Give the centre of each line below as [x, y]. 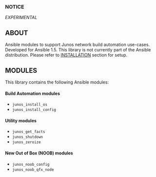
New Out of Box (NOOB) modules [39, 153]
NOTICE [15, 7]
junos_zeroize [26, 142]
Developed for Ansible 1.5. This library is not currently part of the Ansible [78, 50]
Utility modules [21, 120]
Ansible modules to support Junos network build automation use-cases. [78, 44]
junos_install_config [34, 110]
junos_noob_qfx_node [33, 170]
